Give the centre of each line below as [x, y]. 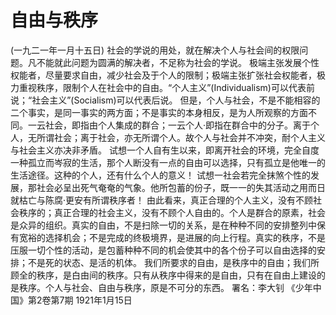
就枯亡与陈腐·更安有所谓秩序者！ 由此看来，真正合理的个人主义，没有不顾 [161, 200]
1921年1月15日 [104, 300]
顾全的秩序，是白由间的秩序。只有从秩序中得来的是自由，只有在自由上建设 [163, 275]
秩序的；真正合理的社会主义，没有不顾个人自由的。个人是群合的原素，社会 [172, 212]
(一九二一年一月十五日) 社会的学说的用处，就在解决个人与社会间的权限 [155, 50]
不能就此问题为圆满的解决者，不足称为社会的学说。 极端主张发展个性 [178, 62]
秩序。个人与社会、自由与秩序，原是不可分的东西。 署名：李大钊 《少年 [165, 287]
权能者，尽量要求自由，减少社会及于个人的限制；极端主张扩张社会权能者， [163, 75]
